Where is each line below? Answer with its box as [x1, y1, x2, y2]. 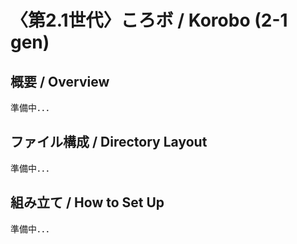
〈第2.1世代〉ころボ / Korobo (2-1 [10, 9, 288, 32]
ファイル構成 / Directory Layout [10, 134, 208, 151]
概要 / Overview [10, 73, 110, 90]
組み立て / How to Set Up [10, 194, 165, 211]
